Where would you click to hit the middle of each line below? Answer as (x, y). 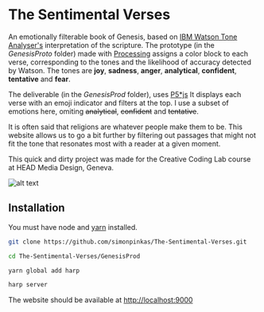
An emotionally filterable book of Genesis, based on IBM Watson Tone (123, 37)
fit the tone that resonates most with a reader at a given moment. (115, 143)
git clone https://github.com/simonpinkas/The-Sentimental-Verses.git (128, 242)
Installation (37, 208)
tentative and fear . (39, 79)
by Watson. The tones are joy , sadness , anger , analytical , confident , (122, 70)
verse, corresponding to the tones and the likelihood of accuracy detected (130, 62)
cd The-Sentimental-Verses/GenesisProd (74, 256)
